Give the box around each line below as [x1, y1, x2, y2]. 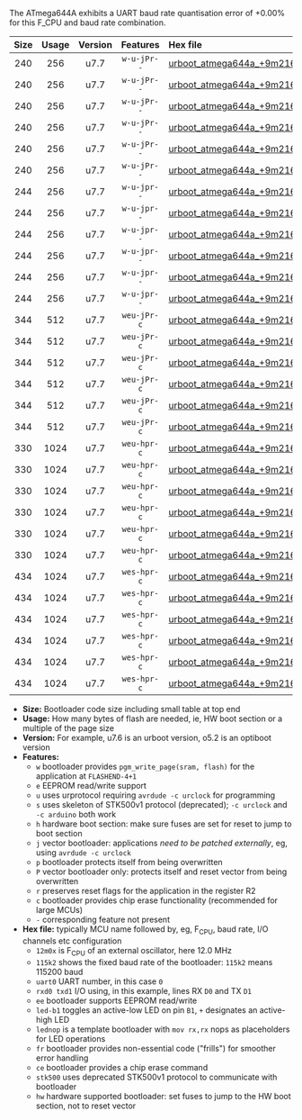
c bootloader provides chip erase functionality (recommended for [35, 895, 279, 906]
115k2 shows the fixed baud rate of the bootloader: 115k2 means [35, 956, 273, 967]
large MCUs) [35, 905, 84, 915]
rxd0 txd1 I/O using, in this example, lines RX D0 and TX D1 [35, 985, 252, 996]
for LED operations [35, 1033, 106, 1043]
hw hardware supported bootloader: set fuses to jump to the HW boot [35, 1090, 292, 1101]
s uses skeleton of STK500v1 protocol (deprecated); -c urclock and [35, 799, 288, 809]
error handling [35, 1052, 89, 1063]
